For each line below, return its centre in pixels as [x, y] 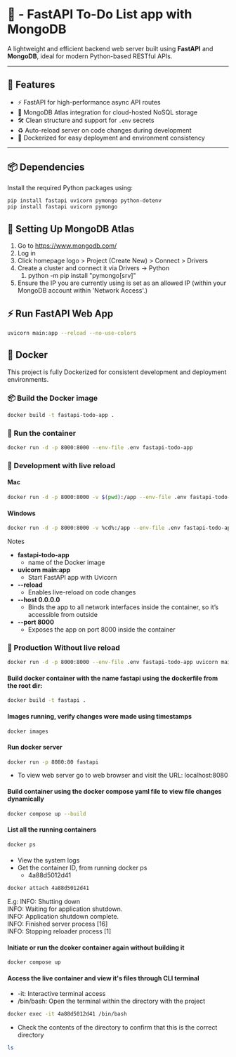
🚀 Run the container [41, 433]
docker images [28, 731]
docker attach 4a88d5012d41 [48, 888]
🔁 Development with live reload [61, 465]
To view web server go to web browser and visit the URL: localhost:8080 [123, 776]
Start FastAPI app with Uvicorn [72, 578]
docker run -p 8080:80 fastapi [53, 762]
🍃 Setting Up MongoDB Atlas [71, 228]
